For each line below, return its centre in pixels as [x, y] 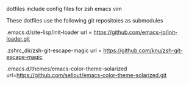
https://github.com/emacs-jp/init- [136, 32]
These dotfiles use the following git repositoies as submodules [85, 20]
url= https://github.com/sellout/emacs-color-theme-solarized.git [87, 75]
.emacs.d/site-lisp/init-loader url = [49, 32]
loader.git [18, 39]
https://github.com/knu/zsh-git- [143, 50]
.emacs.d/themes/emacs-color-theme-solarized [67, 69]
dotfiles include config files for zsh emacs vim [64, 9]
